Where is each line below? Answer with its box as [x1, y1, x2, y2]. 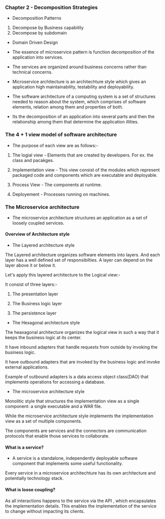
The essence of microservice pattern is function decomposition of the [12, 49, 155, 55]
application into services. [12, 54, 64, 60]
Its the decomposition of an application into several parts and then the [12, 114, 155, 120]
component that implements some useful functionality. [12, 461, 123, 467]
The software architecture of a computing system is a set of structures [12, 93, 156, 100]
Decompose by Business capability [12, 25, 84, 31]
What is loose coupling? [5, 486, 56, 492]
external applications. [5, 364, 49, 370]
